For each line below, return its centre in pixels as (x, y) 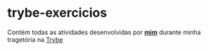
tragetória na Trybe (35, 39)
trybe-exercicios (57, 13)
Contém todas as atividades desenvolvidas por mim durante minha (104, 32)
